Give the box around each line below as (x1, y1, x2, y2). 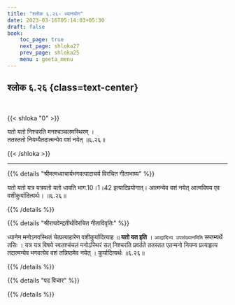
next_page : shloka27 (20, 43, 80, 50)
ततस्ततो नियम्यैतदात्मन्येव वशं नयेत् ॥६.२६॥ (7, 135, 106, 143)
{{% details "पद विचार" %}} (7, 276, 80, 284)
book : (7, 29, 23, 37)
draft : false (7, 23, 45, 30)
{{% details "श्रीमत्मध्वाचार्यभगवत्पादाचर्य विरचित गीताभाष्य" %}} (7, 169, 155, 178)
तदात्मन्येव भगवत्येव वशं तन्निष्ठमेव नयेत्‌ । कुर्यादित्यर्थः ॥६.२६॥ (7, 248, 145, 257)
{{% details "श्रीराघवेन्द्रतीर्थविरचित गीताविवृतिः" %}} (7, 218, 129, 227)
